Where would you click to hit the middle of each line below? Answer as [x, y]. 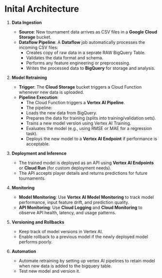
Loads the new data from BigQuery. [62, 112]
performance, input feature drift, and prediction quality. [74, 202]
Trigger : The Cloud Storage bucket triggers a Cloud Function [80, 87]
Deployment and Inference [39, 153]
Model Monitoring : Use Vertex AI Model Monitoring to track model [86, 197]
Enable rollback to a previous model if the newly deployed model [83, 237]
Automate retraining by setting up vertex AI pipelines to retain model [87, 260]
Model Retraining [29, 77]
